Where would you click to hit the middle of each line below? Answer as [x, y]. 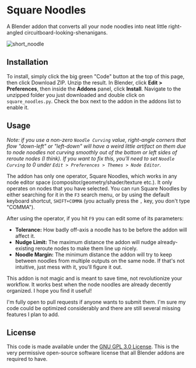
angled [15, 32]
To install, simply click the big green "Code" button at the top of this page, [96, 76]
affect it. [25, 236]
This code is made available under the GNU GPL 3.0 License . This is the [93, 347]
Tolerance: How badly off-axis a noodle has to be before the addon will [101, 230]
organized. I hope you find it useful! [49, 290]
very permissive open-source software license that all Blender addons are [96, 353]
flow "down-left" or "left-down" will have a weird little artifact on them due [96, 146]
